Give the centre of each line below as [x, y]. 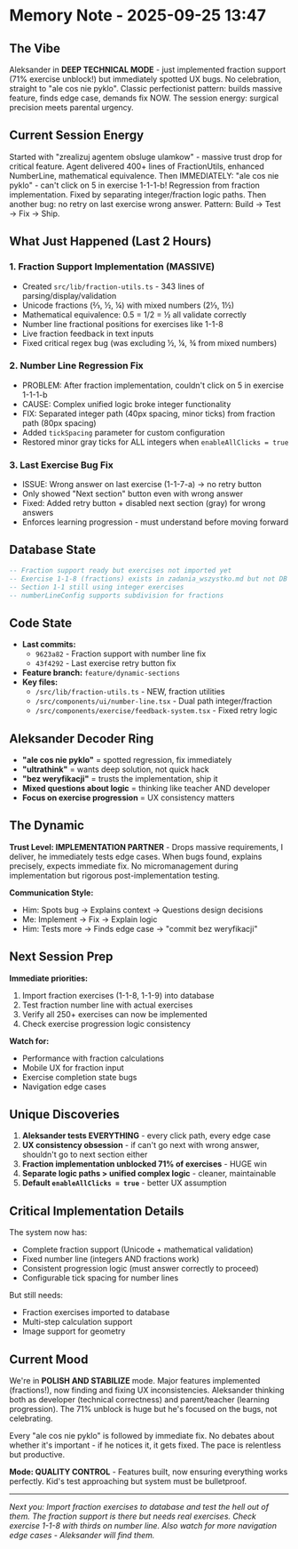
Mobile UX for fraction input [73, 1067]
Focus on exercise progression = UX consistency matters [128, 798]
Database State [52, 550]
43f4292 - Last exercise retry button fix [106, 663]
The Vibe [35, 48]
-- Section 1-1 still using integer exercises [97, 587]
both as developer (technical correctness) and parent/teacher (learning [140, 1400]
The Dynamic [47, 826]
